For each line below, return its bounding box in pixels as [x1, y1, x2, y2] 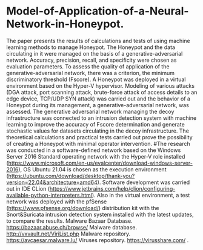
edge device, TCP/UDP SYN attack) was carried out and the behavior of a [6, 95, 191, 102]
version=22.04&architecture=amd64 [6, 179, 98, 186]
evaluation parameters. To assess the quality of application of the [6, 62, 170, 70]
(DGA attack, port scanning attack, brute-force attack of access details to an [6, 88, 198, 96]
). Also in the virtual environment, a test [92, 191, 190, 199]
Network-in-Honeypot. [6, 17, 124, 31]
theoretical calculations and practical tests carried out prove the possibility [6, 133, 193, 140]
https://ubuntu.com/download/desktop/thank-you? [8, 172, 135, 179]
